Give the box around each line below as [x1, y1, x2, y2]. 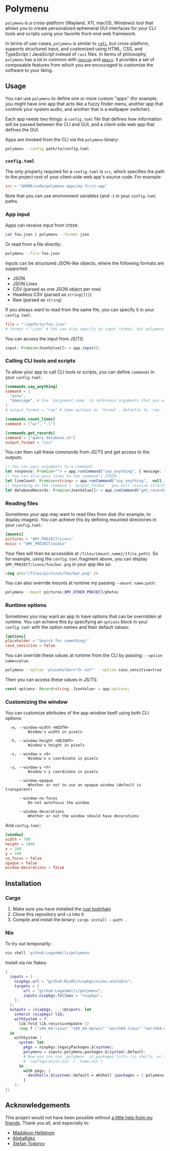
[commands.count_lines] [5, 417, 56, 422]
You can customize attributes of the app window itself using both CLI [5, 710, 149, 716]
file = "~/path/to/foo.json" [5, 322, 67, 327]
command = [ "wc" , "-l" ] [5, 421, 56, 427]
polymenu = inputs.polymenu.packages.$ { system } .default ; [23, 1049, 146, 1055]
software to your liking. [5, 67, 53, 73]
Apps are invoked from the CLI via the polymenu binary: [5, 136, 119, 142]
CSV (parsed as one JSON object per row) [12, 286, 101, 292]
